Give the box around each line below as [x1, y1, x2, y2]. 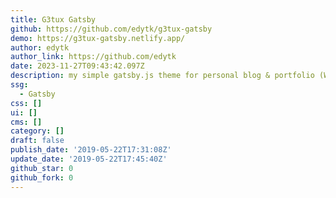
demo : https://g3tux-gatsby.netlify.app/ [10, 33, 186, 43]
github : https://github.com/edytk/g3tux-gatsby [10, 24, 213, 34]
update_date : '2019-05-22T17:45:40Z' [10, 154, 168, 164]
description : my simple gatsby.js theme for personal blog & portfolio [10, 71, 315, 81]
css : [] [10, 98, 43, 108]
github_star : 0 [10, 163, 74, 173]
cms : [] [10, 117, 43, 127]
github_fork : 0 [10, 172, 74, 183]
